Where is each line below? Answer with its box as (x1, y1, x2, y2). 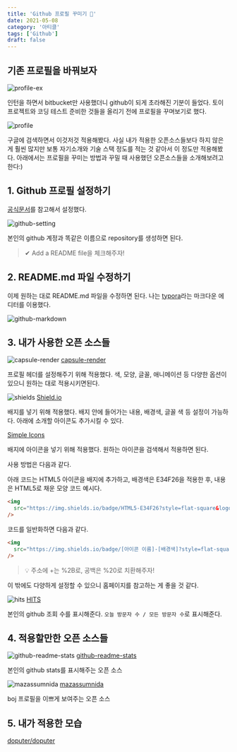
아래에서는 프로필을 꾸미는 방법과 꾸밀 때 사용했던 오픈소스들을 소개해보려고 (16, 153, 224, 162)
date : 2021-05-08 (7, 17, 59, 24)
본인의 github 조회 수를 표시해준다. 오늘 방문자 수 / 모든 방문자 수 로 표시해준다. (7, 609, 222, 618)
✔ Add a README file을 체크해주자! (24, 249, 125, 257)
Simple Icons (7, 431, 45, 439)
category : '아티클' (7, 23, 60, 30)
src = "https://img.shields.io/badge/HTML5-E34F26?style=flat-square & (13, 505, 219, 512)
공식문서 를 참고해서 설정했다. (7, 205, 87, 213)
